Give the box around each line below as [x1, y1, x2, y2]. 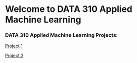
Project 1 [5, 43, 23, 49]
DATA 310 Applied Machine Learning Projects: [5, 32, 118, 39]
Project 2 [5, 53, 24, 59]
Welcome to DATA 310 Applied [5, 3, 133, 15]
